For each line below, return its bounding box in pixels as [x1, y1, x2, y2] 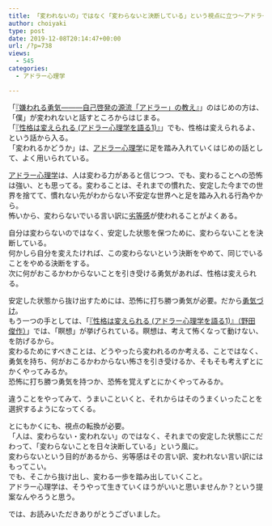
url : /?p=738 [8, 42, 53, 50]
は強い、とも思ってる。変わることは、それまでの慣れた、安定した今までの [8, 180, 257, 190]
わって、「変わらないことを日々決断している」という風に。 [8, 441, 203, 451]
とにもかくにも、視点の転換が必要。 [8, 421, 130, 431]
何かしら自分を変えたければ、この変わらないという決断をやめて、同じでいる [8, 248, 264, 257]
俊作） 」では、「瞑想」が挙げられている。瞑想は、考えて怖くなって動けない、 [8, 325, 263, 336]
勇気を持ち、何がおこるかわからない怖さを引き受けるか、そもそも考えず [8, 356, 249, 366]
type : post [8, 27, 45, 35]
